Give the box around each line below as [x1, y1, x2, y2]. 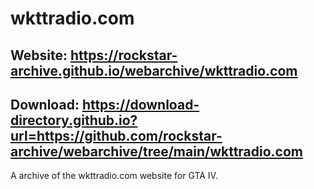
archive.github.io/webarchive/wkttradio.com [10, 62, 298, 79]
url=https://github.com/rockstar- [10, 127, 223, 144]
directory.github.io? [10, 112, 138, 129]
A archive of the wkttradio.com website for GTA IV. [10, 170, 218, 182]
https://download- [81, 96, 200, 113]
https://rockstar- [69, 47, 178, 64]
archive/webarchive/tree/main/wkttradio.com [10, 143, 304, 160]
